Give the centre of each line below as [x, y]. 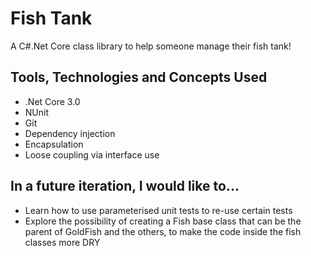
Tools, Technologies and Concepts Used [139, 77]
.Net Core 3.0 [52, 101]
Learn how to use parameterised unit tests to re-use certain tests [158, 210]
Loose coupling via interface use [92, 154]
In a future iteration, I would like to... [125, 186]
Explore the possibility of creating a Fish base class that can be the [163, 221]
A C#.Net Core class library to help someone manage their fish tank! [151, 46]
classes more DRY [62, 242]
